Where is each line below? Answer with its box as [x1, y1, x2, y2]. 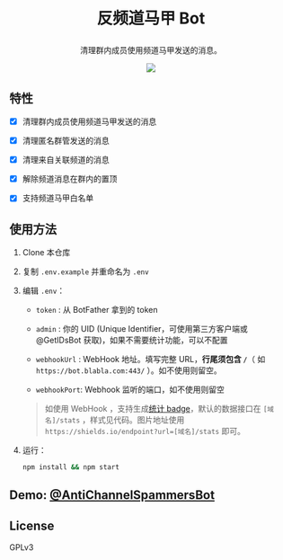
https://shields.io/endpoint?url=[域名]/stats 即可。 [44, 426, 245, 437]
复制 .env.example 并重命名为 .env [22, 266, 150, 277]
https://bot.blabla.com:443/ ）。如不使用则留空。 [35, 365, 222, 376]
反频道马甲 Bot [96, 8, 206, 29]
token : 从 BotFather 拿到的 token [35, 305, 158, 316]
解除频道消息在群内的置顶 [22, 173, 118, 184]
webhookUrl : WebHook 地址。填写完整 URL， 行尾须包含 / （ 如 [35, 354, 266, 365]
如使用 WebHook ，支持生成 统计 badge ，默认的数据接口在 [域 [44, 404, 274, 414]
